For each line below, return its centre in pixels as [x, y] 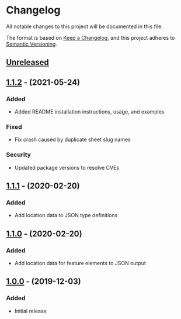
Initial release [30, 311]
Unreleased [28, 62]
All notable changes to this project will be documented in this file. [85, 26]
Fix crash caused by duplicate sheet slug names [72, 140]
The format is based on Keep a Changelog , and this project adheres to [90, 37]
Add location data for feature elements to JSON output [80, 263]
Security [18, 155]
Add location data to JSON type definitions [66, 215]
